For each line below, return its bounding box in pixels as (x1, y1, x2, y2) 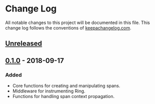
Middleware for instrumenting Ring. (12, 88, 86, 94)
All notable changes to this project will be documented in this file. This (5, 19, 150, 25)
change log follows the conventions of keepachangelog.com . (5, 24, 131, 30)
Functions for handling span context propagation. (12, 93, 115, 99)
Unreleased (5, 39, 43, 48)
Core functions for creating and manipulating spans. (12, 83, 120, 89)
